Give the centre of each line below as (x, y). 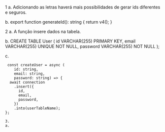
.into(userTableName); (37, 108)
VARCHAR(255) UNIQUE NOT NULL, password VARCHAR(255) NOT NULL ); (82, 46)
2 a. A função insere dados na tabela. (43, 31)
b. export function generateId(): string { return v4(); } (59, 22)
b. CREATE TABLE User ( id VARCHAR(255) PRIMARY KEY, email (70, 41)
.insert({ (24, 87)
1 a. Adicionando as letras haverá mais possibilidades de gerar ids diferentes (83, 7)
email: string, (30, 74)
